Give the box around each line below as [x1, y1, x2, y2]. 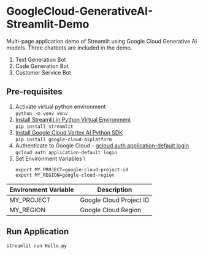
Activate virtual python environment [15, 103, 106, 110]
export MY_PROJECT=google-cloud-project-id [15, 166, 129, 172]
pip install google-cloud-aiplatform [15, 136, 112, 142]
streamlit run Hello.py [6, 243, 67, 249]
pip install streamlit [15, 124, 74, 130]
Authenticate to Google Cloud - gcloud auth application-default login [15, 142, 189, 149]
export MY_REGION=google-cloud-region [15, 172, 115, 178]
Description [97, 185, 132, 194]
